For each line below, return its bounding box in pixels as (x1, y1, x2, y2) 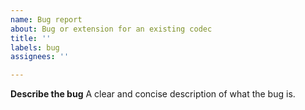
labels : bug (10, 42, 60, 53)
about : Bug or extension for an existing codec (10, 24, 213, 34)
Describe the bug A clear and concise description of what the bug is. (10, 88, 296, 100)
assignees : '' (10, 52, 70, 62)
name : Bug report (10, 14, 83, 25)
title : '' (10, 33, 52, 43)
